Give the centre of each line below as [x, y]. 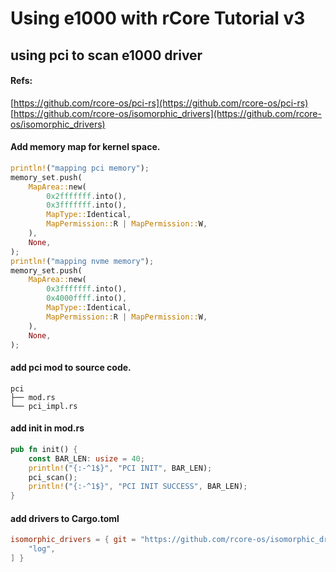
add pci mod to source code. [71, 368]
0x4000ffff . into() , [87, 298]
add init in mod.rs [47, 428]
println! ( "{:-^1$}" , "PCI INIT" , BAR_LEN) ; [120, 468]
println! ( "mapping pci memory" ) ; [80, 168]
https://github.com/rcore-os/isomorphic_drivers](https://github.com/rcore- [167, 113]
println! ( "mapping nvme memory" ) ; [82, 261]
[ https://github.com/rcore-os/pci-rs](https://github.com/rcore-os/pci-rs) [159, 103]
